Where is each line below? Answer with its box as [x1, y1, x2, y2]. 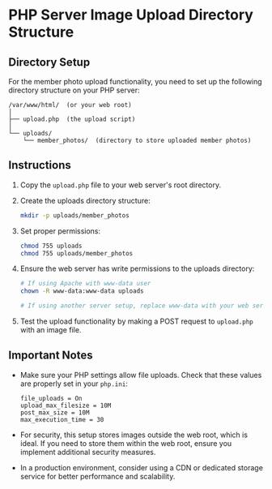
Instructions [8, 158, 71, 172]
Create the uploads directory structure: [19, 195, 151, 205]
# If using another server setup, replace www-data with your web [19, 302, 249, 310]
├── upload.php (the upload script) [8, 115, 136, 123]
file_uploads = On [19, 394, 83, 402]
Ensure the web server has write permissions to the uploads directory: [19, 264, 255, 273]
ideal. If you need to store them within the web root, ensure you [19, 438, 232, 448]
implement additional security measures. [19, 447, 156, 457]
